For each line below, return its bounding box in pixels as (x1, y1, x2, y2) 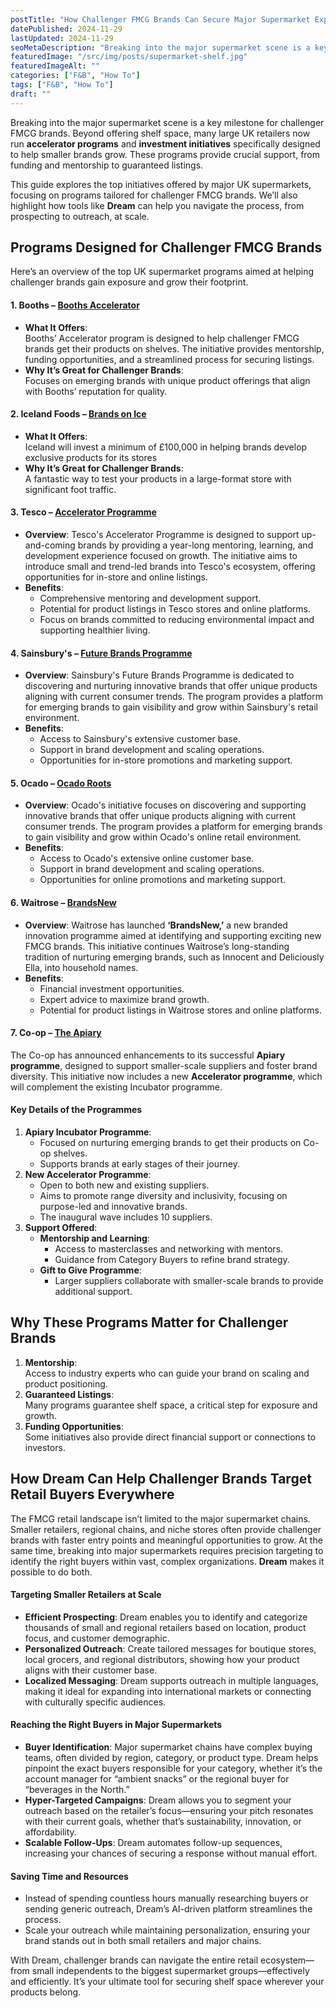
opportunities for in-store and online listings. (24, 571, 208, 583)
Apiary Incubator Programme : (24, 1126, 152, 1138)
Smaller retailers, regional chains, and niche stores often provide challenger (10, 1523, 322, 1535)
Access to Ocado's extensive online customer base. (39, 852, 255, 865)
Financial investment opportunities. (39, 982, 185, 995)
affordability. (24, 1826, 77, 1838)
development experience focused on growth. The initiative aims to (24, 550, 298, 562)
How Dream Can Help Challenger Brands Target (10, 1471, 312, 1488)
